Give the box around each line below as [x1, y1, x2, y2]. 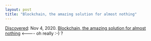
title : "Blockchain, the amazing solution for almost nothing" [5, 12, 137, 17]
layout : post [5, 7, 32, 12]
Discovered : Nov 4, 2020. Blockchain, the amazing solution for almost [5, 25, 146, 31]
